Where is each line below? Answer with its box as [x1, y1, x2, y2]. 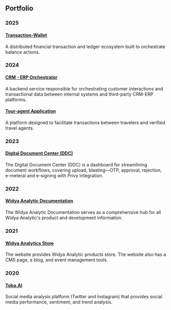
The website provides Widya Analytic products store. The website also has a [5, 251, 166, 257]
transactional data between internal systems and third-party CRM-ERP [5, 91, 154, 97]
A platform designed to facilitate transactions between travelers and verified [5, 120, 165, 126]
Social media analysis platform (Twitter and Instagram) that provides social [5, 294, 162, 300]
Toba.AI [5, 282, 22, 288]
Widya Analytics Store [5, 240, 54, 246]
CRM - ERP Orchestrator [5, 74, 58, 81]
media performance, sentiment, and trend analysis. [5, 299, 113, 305]
